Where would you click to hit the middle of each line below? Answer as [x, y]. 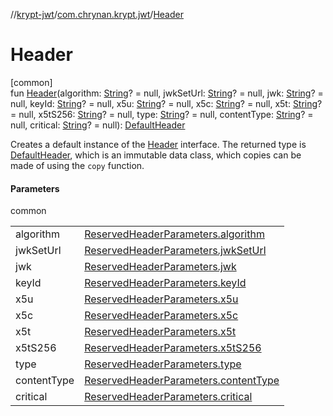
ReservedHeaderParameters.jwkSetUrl [175, 251]
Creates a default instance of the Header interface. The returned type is [158, 144]
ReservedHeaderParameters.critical [168, 397]
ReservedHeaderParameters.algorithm [174, 234]
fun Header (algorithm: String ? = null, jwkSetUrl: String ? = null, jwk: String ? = [167, 93]
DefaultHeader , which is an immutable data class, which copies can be [156, 155]
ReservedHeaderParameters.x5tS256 [173, 348]
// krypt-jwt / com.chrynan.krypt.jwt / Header [97, 14]
